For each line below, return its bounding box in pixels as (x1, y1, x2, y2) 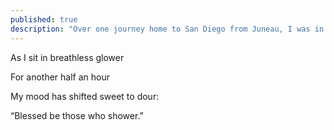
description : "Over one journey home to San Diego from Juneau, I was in (10, 24, 325, 34)
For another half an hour (10, 71, 111, 83)
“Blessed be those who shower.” (10, 109, 144, 121)
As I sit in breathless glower (10, 51, 125, 63)
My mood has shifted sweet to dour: (10, 90, 160, 102)
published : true (10, 14, 78, 25)
